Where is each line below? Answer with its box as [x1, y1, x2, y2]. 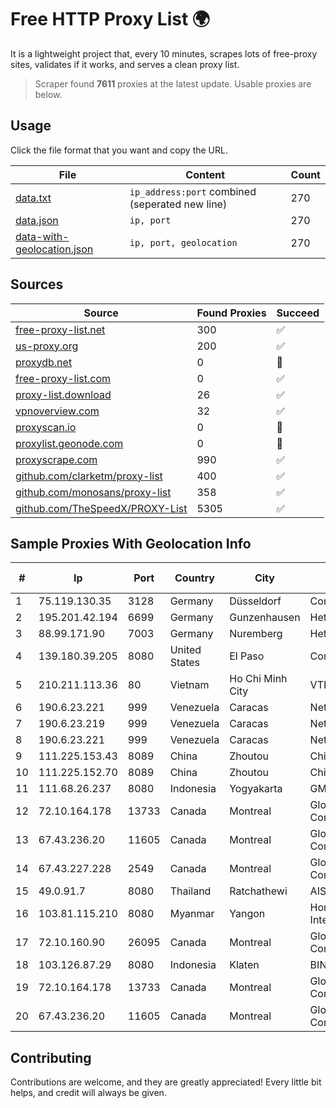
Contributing [10, 1049, 92, 1066]
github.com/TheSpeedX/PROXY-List [15, 501, 188, 515]
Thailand [169, 884, 212, 898]
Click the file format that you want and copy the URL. [10, 144, 228, 156]
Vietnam [169, 678, 210, 692]
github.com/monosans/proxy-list [15, 485, 172, 499]
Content [185, 167, 226, 181]
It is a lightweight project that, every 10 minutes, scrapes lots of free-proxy [10, 47, 318, 60]
